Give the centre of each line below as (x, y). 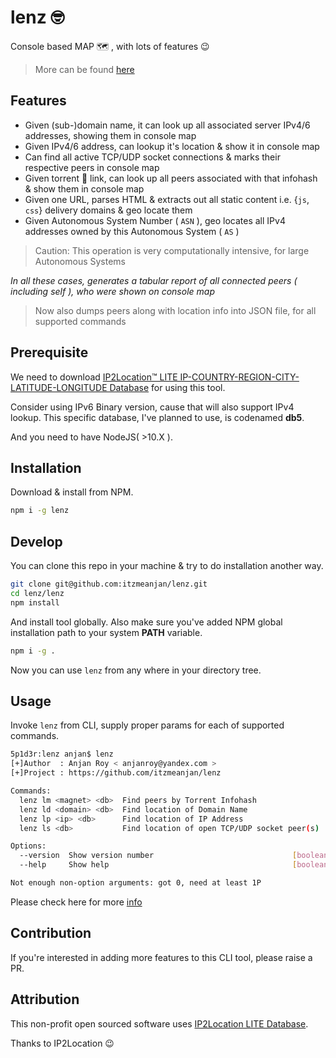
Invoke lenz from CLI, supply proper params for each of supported (147, 725)
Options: (28, 846)
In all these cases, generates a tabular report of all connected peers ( (154, 280)
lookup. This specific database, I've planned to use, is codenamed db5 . (157, 417)
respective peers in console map (92, 167)
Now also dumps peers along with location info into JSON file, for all (175, 310)
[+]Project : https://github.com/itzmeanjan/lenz (116, 773)
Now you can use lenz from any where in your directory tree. (136, 670)
